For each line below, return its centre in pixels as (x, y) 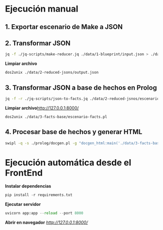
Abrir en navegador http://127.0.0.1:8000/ (47, 222)
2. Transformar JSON (38, 43)
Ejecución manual (42, 9)
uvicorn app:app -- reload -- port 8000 (44, 213)
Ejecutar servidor (23, 204)
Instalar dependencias (28, 186)
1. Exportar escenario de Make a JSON (64, 27)
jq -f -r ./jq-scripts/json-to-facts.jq (47, 99)
